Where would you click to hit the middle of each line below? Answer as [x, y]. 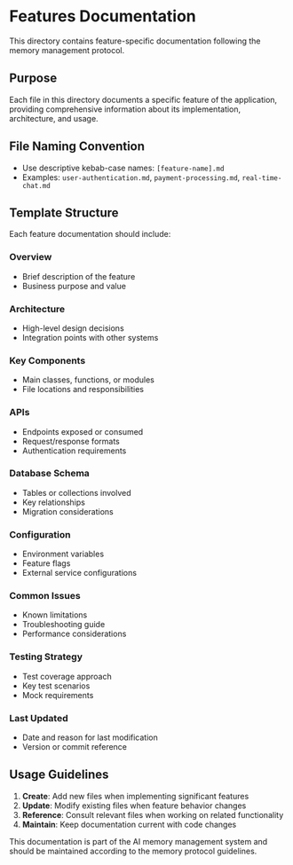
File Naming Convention [77, 147]
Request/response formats [71, 441]
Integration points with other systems [90, 337]
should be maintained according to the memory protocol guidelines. [133, 851]
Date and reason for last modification [90, 737]
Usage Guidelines [59, 775]
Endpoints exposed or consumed [83, 431]
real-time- [262, 178]
